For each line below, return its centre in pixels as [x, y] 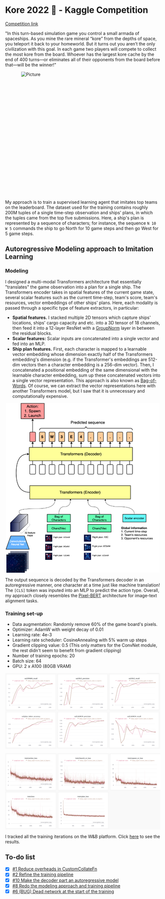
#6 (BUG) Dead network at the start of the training [63, 891]
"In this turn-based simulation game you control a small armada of [72, 33]
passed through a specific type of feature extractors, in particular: [72, 308]
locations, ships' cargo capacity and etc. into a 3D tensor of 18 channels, [86, 322]
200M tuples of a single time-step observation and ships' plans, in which [79, 212]
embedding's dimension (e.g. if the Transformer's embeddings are [80, 359]
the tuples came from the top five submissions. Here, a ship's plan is [75, 218]
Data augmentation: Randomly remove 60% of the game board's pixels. [85, 624]
